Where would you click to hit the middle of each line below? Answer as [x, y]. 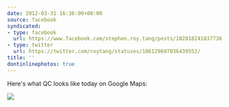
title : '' [21, 58]
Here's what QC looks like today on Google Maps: [77, 83]
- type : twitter [30, 45]
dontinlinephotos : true [41, 64]
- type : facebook [32, 32]
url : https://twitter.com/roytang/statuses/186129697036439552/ [107, 52]
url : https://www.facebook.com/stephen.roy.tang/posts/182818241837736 [118, 39]
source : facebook [32, 20]
